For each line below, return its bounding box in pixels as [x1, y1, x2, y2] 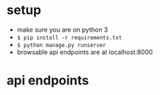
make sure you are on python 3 [16, 25, 108, 34]
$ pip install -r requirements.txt [16, 34, 122, 41]
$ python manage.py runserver [16, 42, 107, 49]
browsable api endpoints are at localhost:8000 [16, 48, 153, 56]
